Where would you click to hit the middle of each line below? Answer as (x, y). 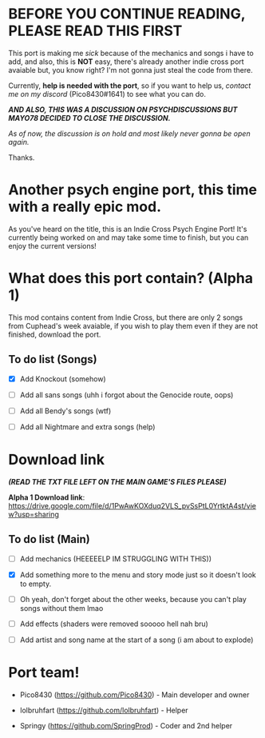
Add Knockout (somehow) (63, 379)
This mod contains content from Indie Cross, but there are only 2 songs (126, 317)
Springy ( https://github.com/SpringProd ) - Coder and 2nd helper (126, 725)
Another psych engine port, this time (133, 190)
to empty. (36, 584)
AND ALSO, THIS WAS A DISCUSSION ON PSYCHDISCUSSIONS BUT (123, 110)
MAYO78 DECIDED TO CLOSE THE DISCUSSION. (89, 118)
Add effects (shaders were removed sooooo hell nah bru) (114, 624)
